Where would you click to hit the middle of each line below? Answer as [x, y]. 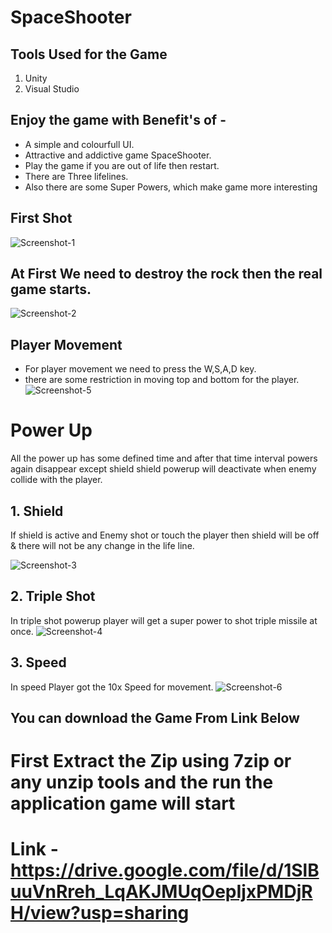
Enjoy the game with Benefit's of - [118, 120]
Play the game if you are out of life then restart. [122, 165]
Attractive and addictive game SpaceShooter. [118, 155]
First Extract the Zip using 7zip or [151, 761]
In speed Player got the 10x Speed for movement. [112, 687]
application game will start [123, 803]
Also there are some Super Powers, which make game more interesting [171, 187]
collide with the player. [56, 480]
